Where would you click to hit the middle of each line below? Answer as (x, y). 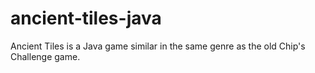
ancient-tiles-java (86, 18)
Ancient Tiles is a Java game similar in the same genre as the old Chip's (158, 46)
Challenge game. (45, 56)
